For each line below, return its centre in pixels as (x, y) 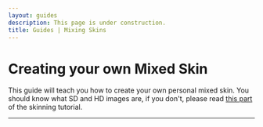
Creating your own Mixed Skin (108, 69)
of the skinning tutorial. (45, 107)
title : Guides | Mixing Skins (58, 30)
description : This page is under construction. (87, 23)
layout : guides (33, 15)
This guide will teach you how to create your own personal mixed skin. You (128, 90)
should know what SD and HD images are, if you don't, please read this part (130, 99)
